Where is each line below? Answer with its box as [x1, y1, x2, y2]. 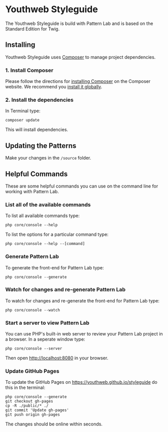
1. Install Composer [5, 67, 54, 74]
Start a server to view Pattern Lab [5, 319, 90, 326]
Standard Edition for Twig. [5, 25, 60, 32]
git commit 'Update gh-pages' [5, 408, 70, 413]
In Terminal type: [5, 108, 41, 114]
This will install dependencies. [5, 127, 69, 133]
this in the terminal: [5, 385, 46, 391]
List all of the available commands [5, 201, 91, 208]
